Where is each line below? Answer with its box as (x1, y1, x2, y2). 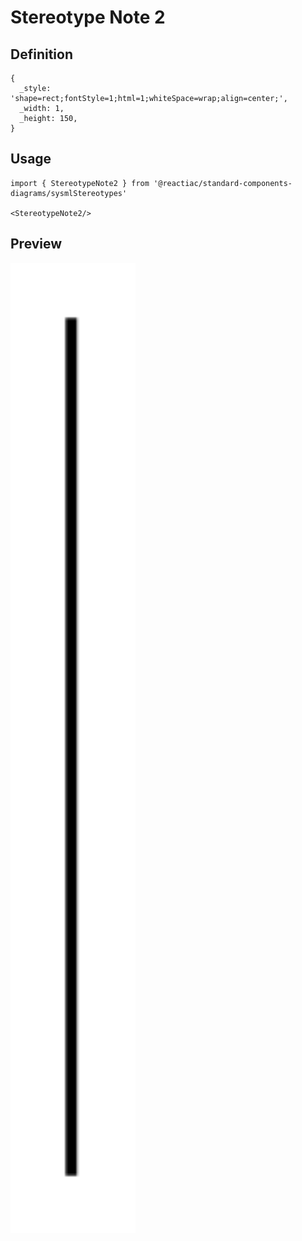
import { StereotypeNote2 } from (10, 178, 150, 188)
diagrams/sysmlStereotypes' (10, 188, 128, 198)
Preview (10, 236, 63, 253)
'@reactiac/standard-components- (153, 178, 293, 188)
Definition (10, 46, 73, 63)
